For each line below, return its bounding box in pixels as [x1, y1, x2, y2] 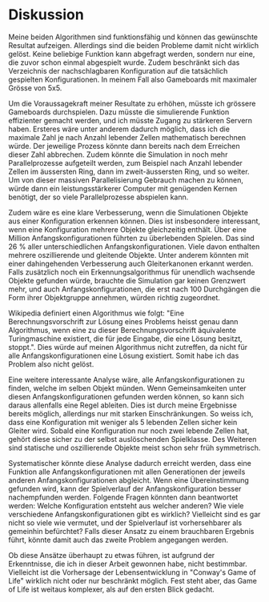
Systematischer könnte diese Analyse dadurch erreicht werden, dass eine [8, 458, 252, 468]
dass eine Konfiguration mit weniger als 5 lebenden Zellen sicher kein [8, 417, 238, 427]
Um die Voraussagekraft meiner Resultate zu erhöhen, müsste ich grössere [8, 98, 256, 108]
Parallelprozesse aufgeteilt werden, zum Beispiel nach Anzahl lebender [8, 158, 243, 167]
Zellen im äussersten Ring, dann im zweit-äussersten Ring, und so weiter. [8, 167, 250, 176]
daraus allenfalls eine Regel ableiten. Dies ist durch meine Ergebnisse [8, 400, 238, 410]
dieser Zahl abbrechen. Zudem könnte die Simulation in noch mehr [8, 150, 228, 159]
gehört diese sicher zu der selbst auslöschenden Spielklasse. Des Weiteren [8, 434, 257, 443]
